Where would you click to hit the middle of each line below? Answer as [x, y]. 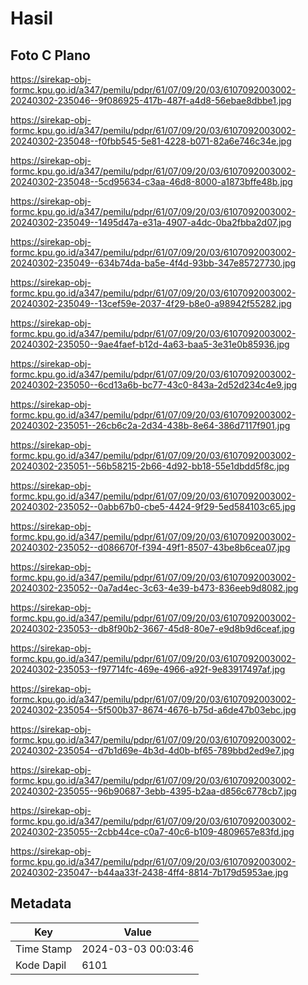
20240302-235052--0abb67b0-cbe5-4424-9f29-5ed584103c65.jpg [153, 506]
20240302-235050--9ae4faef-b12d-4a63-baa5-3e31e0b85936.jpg [150, 344]
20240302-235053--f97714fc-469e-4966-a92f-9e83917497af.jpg [148, 669]
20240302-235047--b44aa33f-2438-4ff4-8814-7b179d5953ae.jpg [149, 872]
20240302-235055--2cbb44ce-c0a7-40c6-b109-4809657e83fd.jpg [152, 831]
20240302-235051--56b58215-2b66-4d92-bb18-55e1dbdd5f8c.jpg [150, 466]
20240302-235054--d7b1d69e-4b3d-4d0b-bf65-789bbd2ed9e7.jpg [152, 750]
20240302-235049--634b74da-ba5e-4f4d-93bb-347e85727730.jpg [153, 263]
